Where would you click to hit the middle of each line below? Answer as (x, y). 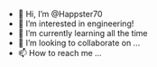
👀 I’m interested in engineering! (76, 24)
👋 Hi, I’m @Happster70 (60, 14)
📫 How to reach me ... (60, 53)
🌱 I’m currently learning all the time (83, 33)
